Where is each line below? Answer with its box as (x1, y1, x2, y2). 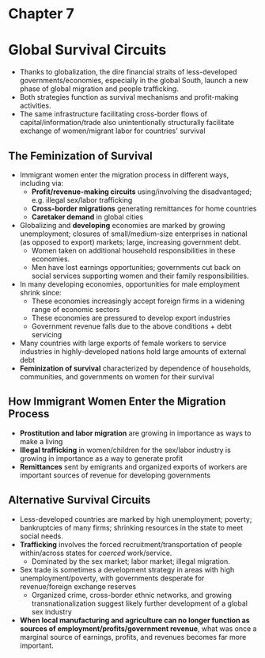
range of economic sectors (31, 304, 120, 314)
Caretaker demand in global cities (31, 211, 144, 222)
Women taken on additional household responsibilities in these (31, 245, 236, 255)
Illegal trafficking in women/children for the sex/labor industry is (19, 445, 231, 455)
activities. (19, 101, 51, 111)
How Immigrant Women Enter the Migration (8, 395, 226, 409)
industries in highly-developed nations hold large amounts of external (19, 346, 247, 356)
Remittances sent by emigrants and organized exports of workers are (19, 462, 248, 471)
